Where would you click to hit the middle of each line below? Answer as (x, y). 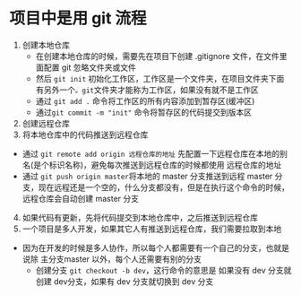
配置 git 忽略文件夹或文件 (90, 67)
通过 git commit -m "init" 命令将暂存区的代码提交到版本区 (144, 112)
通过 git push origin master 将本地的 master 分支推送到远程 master (147, 176)
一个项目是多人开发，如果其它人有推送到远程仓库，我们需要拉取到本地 (152, 229)
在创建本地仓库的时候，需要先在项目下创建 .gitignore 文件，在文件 (157, 56)
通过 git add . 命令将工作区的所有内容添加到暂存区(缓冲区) (145, 100)
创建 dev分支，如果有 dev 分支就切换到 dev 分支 (125, 281)
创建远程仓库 (46, 123)
